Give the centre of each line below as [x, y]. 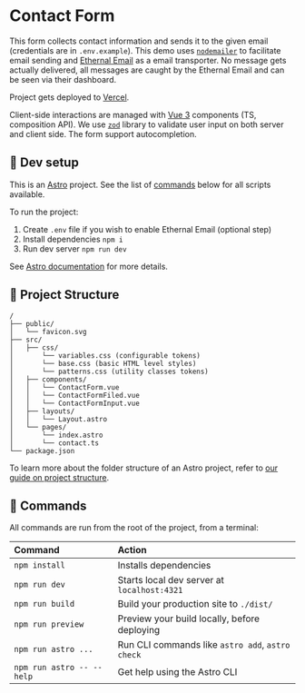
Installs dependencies [164, 566]
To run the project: [44, 212]
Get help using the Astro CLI [177, 672]
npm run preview [49, 624]
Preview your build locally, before [189, 619]
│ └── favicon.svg [49, 332]
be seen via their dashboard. [63, 79]
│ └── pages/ [38, 427]
